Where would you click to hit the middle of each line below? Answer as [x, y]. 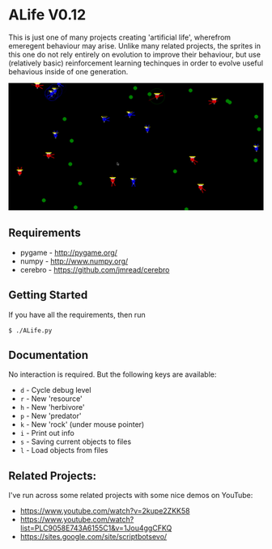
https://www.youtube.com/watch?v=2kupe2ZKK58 [105, 511]
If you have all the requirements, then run [77, 315]
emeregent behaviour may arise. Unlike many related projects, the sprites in [135, 45]
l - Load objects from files [64, 450]
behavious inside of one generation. [68, 71]
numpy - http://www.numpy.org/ [74, 261]
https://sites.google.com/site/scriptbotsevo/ [93, 537]
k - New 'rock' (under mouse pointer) [82, 424]
